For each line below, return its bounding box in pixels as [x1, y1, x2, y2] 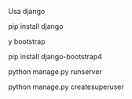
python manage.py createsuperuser [8, 82, 124, 91]
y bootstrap [8, 37, 46, 46]
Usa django [8, 7, 46, 16]
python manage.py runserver [8, 67, 102, 76]
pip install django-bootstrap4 [8, 52, 102, 61]
